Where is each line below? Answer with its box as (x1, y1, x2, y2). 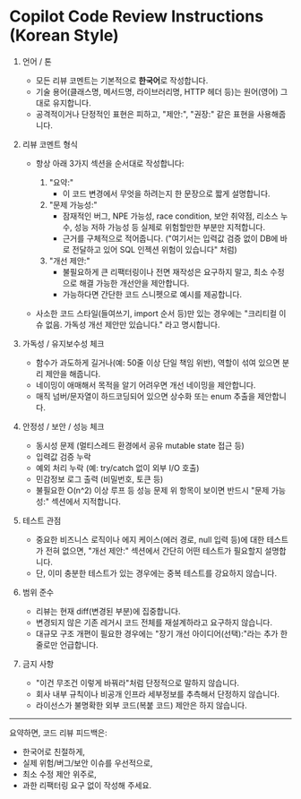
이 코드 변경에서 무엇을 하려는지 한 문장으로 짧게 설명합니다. (62, 188, 271, 199)
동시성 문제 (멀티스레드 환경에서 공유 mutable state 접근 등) (35, 440, 245, 451)
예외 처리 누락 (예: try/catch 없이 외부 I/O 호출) (35, 462, 200, 473)
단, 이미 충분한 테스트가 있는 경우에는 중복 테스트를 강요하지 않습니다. (35, 567, 278, 579)
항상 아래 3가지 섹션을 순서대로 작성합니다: (35, 158, 185, 168)
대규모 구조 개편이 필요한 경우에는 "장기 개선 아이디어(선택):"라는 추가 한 (35, 628, 288, 639)
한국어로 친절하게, (21, 746, 85, 757)
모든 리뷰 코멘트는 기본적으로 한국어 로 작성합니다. (35, 74, 209, 86)
